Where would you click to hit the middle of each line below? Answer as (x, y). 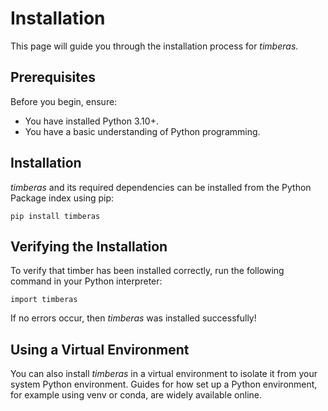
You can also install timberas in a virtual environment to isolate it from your (164, 374)
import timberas (44, 300)
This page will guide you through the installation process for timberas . (154, 46)
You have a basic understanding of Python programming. (142, 131)
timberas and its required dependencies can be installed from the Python (161, 187)
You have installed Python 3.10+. (91, 121)
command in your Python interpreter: (86, 281)
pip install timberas (55, 216)
